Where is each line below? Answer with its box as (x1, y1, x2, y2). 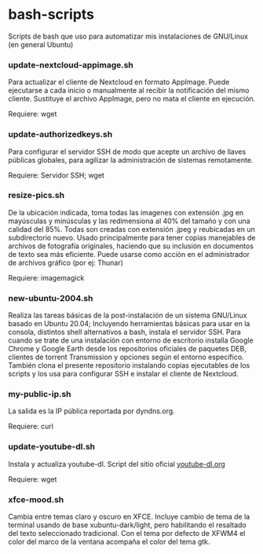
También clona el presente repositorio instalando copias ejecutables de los (8, 361, 250, 370)
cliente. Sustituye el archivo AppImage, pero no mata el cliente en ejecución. (8, 94, 256, 104)
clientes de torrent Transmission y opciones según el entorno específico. (8, 352, 245, 362)
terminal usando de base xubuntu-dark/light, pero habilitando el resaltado (8, 520, 247, 530)
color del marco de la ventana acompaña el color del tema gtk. (8, 537, 210, 547)
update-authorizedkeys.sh (8, 129, 113, 140)
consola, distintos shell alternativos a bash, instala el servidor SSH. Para (8, 328, 241, 337)
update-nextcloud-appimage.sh (8, 59, 133, 70)
